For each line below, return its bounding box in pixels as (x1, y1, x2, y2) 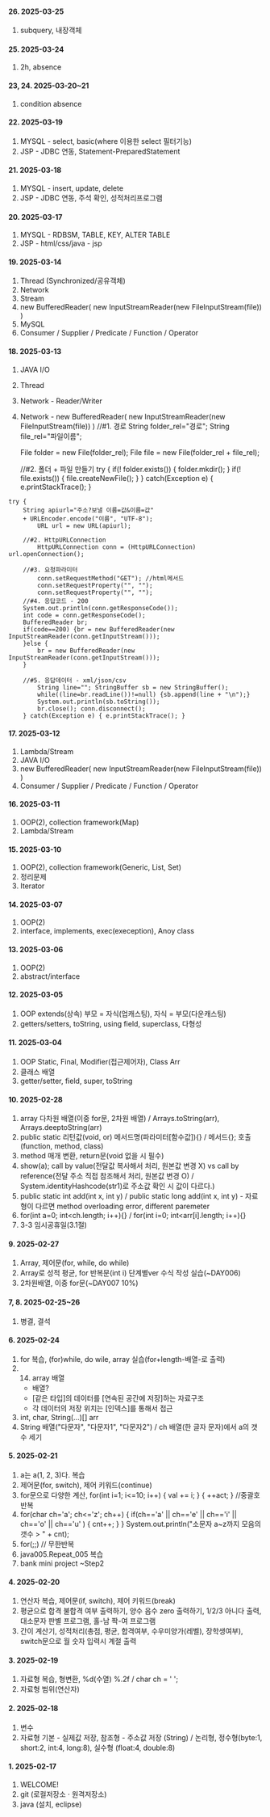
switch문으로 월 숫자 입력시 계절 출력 (19, 1637, 137, 1646)
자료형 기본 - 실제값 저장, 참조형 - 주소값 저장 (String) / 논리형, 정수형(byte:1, (19, 1732, 263, 1742)
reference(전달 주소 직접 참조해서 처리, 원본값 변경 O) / (19, 1171, 195, 1181)
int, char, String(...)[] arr (19, 1412, 99, 1422)
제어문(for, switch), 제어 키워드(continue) (19, 1480, 153, 1490)
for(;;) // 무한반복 (19, 1540, 75, 1549)
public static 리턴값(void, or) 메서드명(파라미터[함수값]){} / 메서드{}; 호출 (19, 1132, 251, 1142)
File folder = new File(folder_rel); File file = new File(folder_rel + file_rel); (19, 447, 260, 457)
